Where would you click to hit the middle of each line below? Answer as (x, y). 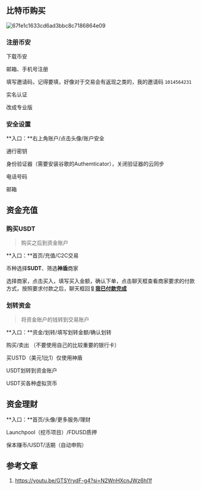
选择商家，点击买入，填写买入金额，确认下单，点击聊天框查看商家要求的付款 (100, 281)
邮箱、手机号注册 (27, 69)
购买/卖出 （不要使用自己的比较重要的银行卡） (63, 345)
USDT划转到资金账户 (32, 371)
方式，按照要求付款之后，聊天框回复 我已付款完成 (66, 289)
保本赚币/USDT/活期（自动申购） (47, 445)
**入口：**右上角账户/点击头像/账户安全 (55, 138)
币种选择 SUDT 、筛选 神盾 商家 (42, 268)
